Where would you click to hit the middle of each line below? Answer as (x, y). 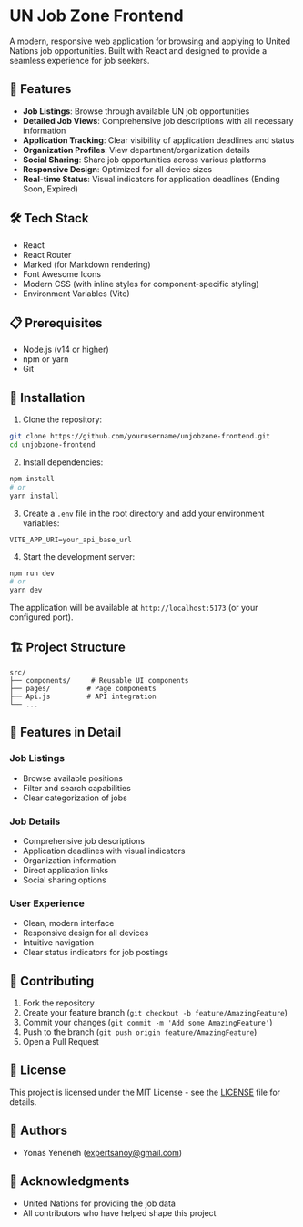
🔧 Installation (47, 397)
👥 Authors (39, 1131)
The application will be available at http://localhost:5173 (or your (134, 608)
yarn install (34, 496)
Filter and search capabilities (77, 788)
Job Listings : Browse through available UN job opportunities (136, 111)
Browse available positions (72, 778)
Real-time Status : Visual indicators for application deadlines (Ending (151, 179)
